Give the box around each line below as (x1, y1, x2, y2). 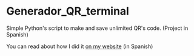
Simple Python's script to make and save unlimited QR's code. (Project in (6, 24, 189, 32)
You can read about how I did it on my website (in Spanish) (6, 43, 153, 50)
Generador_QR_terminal (6, 4, 129, 18)
